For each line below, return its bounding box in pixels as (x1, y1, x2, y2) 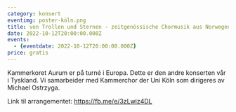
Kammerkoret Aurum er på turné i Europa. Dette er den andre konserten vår (7, 68, 226, 77)
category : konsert (7, 10, 61, 17)
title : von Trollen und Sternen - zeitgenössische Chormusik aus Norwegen (7, 23, 231, 30)
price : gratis (7, 50, 49, 57)
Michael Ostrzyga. (7, 83, 60, 92)
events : (7, 36, 30, 43)
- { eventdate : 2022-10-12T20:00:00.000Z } (13, 43, 137, 50)
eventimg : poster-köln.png (7, 17, 86, 24)
